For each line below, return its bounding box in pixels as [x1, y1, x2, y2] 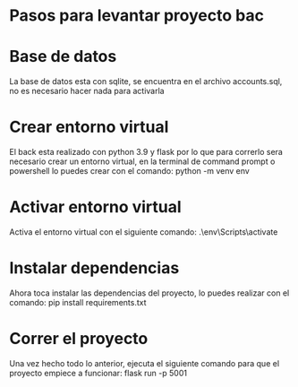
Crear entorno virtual [9, 117, 169, 137]
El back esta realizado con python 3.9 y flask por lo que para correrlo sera [9, 147, 284, 158]
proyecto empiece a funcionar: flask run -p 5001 [9, 367, 188, 378]
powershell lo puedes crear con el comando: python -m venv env [9, 166, 251, 176]
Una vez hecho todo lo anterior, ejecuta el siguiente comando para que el [9, 357, 280, 368]
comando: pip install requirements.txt [9, 297, 147, 307]
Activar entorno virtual [9, 197, 182, 218]
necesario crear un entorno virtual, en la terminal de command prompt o [9, 156, 276, 167]
